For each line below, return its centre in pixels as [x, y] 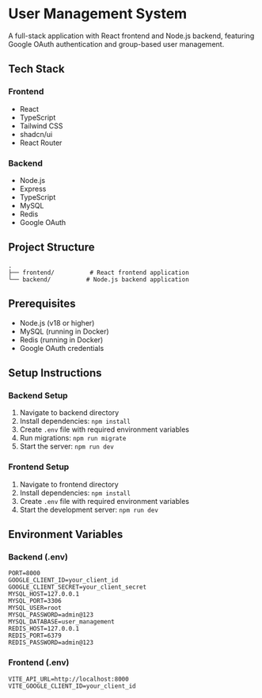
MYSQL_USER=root [35, 608]
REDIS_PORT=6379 [35, 636]
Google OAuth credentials [62, 348]
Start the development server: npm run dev [89, 509]
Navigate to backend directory [69, 413]
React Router [41, 143]
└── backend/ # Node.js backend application [99, 279]
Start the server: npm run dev [67, 446]
